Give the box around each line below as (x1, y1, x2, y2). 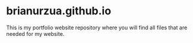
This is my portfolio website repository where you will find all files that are (6, 24, 188, 31)
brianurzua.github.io (6, 4, 112, 18)
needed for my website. (6, 30, 65, 37)
